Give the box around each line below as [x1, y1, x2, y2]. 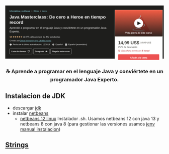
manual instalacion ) [20, 126, 61, 132]
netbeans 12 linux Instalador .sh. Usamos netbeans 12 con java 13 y [20, 115, 159, 121]
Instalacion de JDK [5, 91, 65, 100]
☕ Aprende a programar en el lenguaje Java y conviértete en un [6, 68, 163, 75]
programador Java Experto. [50, 76, 119, 83]
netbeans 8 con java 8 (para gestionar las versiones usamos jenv [20, 121, 155, 127]
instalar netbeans [12, 110, 49, 116]
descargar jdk [12, 105, 42, 111]
